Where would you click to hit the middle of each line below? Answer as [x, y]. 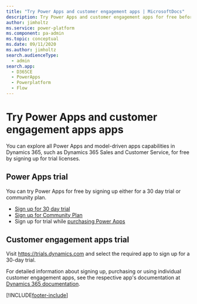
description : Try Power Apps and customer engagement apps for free [91, 17]
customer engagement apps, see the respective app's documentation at [93, 278]
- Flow [19, 88]
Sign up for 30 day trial [42, 209]
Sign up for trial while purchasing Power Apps [70, 221]
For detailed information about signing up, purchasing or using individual [94, 272]
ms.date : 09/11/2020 [31, 45]
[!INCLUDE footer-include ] [37, 295]
